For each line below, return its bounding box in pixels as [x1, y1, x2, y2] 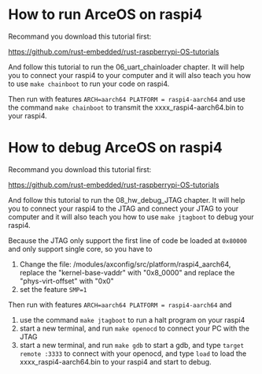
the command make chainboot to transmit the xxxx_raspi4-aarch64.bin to [8, 103, 244, 112]
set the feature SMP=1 [19, 284, 87, 294]
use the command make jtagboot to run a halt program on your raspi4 [19, 315, 245, 324]
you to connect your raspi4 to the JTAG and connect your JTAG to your [8, 204, 239, 213]
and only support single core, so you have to [8, 244, 153, 253]
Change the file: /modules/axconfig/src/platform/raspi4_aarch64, [19, 259, 231, 269]
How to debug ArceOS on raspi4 [8, 139, 223, 157]
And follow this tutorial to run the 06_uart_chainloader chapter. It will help [8, 62, 245, 72]
